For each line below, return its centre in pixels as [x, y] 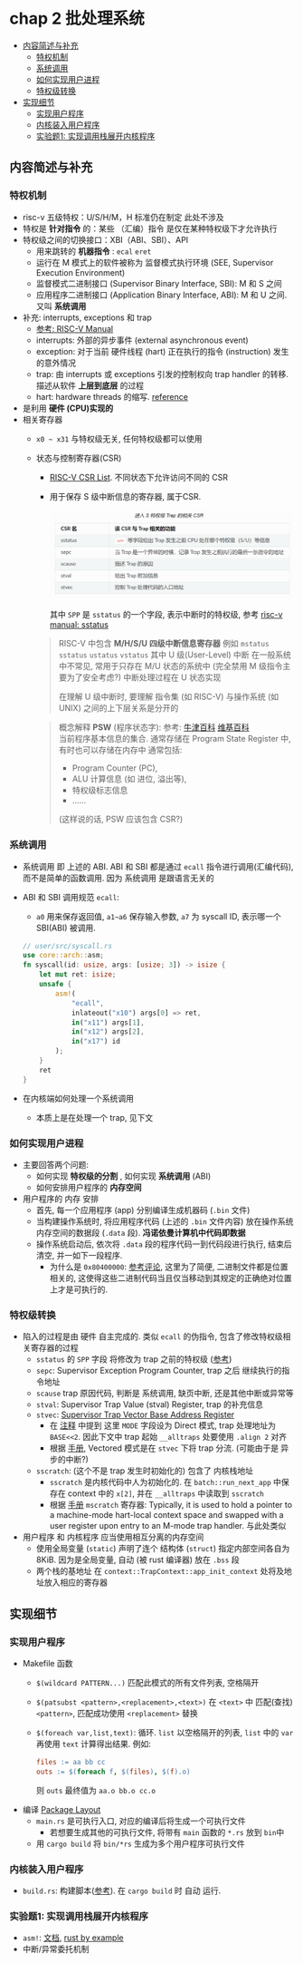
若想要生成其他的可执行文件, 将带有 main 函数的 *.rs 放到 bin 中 [167, 1832]
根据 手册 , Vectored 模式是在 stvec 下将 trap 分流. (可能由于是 [164, 1448]
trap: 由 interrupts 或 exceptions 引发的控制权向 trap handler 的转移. [162, 374]
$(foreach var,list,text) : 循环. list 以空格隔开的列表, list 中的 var [165, 1732]
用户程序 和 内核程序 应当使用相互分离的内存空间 [113, 1537]
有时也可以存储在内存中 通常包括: [120, 750]
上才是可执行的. [79, 1289]
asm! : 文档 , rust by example [73, 1938]
